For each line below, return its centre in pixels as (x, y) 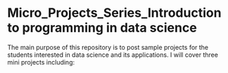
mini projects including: (41, 62)
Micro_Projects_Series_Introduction (114, 13)
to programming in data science (102, 28)
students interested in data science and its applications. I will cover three (113, 55)
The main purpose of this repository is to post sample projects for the (108, 47)
